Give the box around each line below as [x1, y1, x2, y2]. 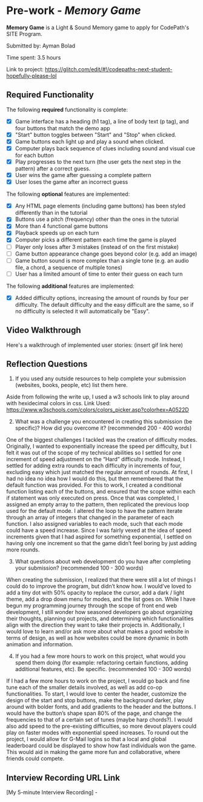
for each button [15, 152, 55, 159]
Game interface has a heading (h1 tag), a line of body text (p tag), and [15, 117, 189, 125]
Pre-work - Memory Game [6, 4, 141, 18]
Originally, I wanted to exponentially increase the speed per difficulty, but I [6, 442, 192, 450]
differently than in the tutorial [15, 209, 88, 217]
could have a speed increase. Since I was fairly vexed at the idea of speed [6, 527, 192, 534]
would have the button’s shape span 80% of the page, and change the [6, 710, 182, 717]
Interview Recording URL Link [6, 772, 120, 783]
